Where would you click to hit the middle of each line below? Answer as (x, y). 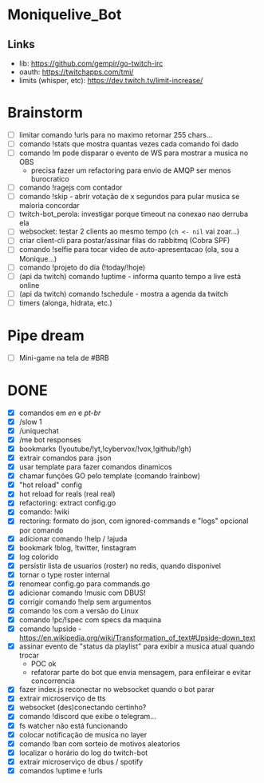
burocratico (50, 179)
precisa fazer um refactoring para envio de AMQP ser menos (131, 170)
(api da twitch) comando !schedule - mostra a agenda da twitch (124, 294)
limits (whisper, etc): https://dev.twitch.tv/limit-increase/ (111, 80)
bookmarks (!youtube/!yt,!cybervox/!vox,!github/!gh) (105, 449)
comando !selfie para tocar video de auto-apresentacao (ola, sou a (129, 250)
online (29, 285)
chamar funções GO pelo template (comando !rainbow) (110, 476)
